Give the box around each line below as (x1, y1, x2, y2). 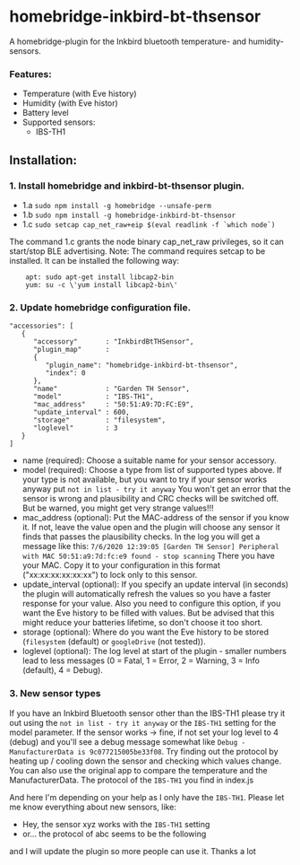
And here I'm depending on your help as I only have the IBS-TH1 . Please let (9, 791, 285, 802)
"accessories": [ (9, 321, 74, 331)
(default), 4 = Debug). (21, 665, 103, 676)
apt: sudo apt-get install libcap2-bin (25, 272, 175, 282)
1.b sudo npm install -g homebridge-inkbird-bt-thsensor (21, 209, 236, 220)
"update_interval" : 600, (32, 408, 130, 417)
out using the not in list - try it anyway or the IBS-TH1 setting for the (9, 717, 277, 728)
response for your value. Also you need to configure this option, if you (21, 599, 281, 609)
